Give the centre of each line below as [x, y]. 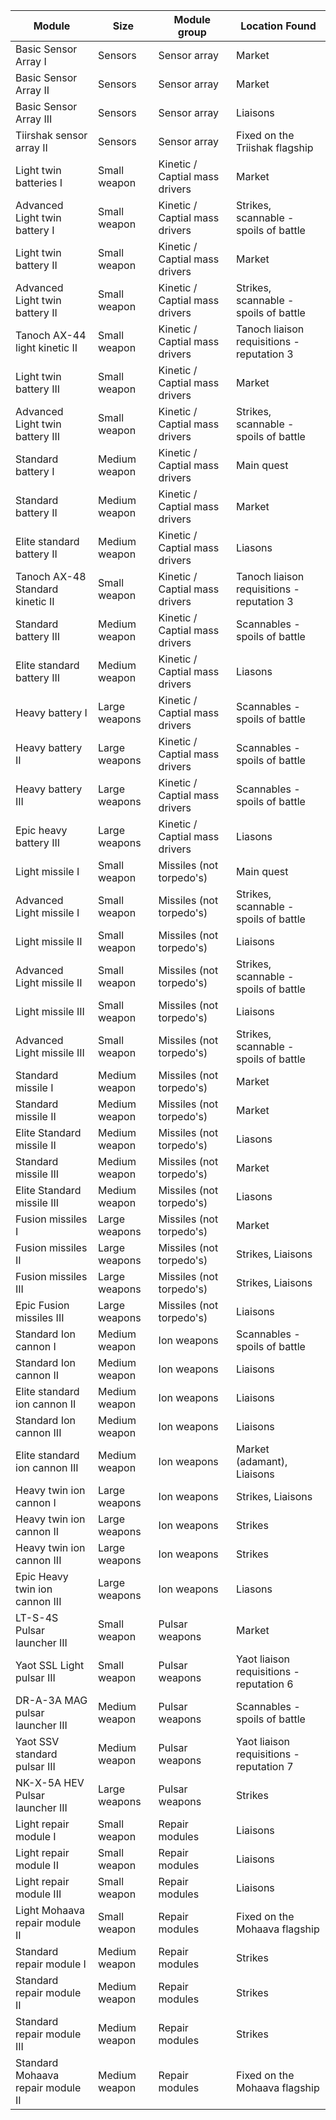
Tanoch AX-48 [51, 576]
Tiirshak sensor [51, 135]
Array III [34, 119]
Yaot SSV [37, 1741]
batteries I [39, 182]
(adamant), [262, 1461]
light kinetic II [46, 347]
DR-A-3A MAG [51, 1700]
